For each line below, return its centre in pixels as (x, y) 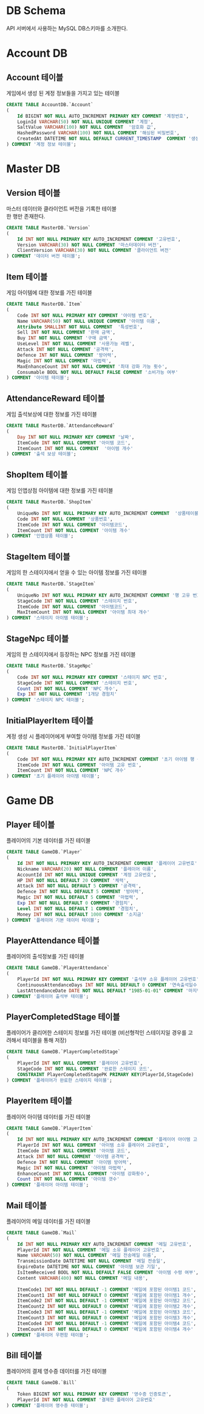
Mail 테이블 (27, 1205)
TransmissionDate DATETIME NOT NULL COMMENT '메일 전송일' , (91, 1261)
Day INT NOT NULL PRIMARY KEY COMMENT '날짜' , (76, 437)
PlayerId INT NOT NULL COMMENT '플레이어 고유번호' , (80, 1063)
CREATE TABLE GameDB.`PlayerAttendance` (58, 968)
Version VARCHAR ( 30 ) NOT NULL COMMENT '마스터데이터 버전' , (90, 245)
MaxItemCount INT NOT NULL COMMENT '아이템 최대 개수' (83, 612)
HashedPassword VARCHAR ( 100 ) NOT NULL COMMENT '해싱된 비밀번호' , (99, 133)
